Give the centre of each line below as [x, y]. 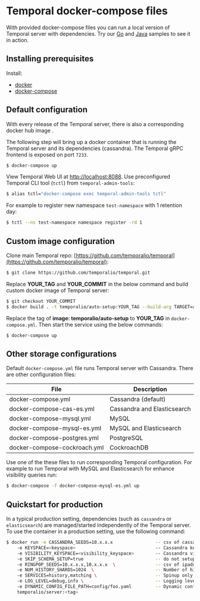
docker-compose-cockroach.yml [57, 447]
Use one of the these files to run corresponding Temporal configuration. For [99, 462]
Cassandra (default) [137, 399]
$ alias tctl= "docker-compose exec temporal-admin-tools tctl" [86, 194]
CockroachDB [129, 447]
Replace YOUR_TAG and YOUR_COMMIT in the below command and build [97, 284]
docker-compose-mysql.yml [50, 419]
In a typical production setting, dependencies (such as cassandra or [89, 519]
